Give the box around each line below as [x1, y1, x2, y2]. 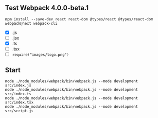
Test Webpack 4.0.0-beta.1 [5, 4, 89, 12]
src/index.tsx [5, 100, 34, 105]
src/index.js [5, 83, 32, 88]
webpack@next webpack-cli [5, 21, 57, 26]
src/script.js [5, 108, 34, 113]
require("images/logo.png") [12, 52, 69, 57]
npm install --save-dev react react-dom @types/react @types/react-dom [5, 17, 153, 21]
